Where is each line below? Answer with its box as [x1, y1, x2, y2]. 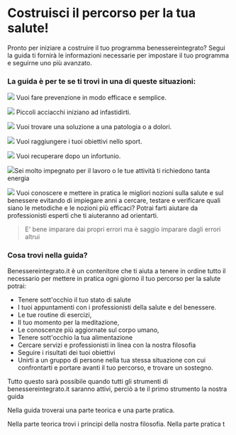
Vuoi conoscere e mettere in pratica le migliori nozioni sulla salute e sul [16, 189, 224, 197]
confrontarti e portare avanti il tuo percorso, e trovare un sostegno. [17, 363, 214, 372]
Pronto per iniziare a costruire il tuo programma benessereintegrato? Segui [7, 43, 225, 52]
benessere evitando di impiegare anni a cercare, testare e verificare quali [7, 197, 221, 205]
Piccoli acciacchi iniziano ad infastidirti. [16, 108, 131, 116]
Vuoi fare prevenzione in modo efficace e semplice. [16, 94, 167, 102]
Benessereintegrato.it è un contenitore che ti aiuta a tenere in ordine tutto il [7, 266, 226, 275]
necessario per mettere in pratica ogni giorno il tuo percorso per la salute [7, 274, 221, 282]
